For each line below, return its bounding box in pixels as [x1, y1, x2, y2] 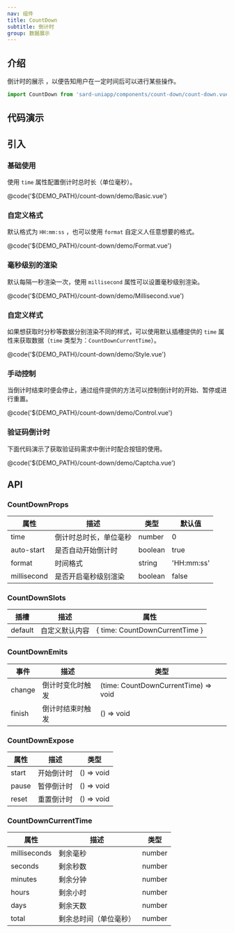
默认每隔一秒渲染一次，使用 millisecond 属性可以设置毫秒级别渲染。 [7, 277, 204, 286]
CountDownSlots [7, 593, 66, 603]
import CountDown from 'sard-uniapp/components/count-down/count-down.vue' [7, 91, 232, 98]
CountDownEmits [7, 647, 68, 657]
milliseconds [10, 849, 52, 858]
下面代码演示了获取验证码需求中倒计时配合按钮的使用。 [7, 445, 166, 453]
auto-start [10, 545, 45, 555]
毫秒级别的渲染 [7, 260, 58, 270]
